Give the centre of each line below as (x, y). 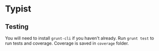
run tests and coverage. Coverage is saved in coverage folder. (67, 43)
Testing (17, 27)
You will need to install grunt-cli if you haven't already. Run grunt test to (79, 38)
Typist (18, 9)
